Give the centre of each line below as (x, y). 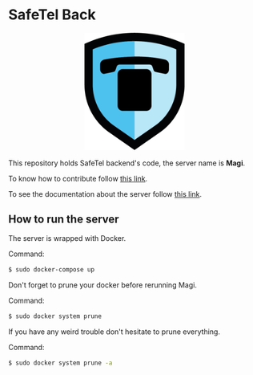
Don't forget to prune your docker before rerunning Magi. (103, 285)
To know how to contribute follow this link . (78, 178)
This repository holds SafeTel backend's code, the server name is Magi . (127, 163)
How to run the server (64, 219)
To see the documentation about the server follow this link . (105, 194)
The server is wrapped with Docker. (67, 238)
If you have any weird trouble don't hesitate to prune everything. (114, 332)
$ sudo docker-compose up (51, 270)
